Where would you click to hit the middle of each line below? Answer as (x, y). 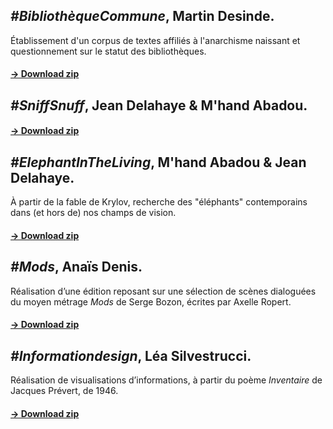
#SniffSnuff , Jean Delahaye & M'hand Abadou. (159, 105)
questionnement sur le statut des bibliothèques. (108, 51)
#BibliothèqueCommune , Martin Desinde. (142, 16)
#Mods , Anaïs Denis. (76, 267)
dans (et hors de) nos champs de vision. (93, 213)
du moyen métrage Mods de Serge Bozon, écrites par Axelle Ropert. (151, 301)
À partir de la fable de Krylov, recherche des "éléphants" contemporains (159, 202)
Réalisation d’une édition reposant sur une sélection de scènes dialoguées (163, 291)
